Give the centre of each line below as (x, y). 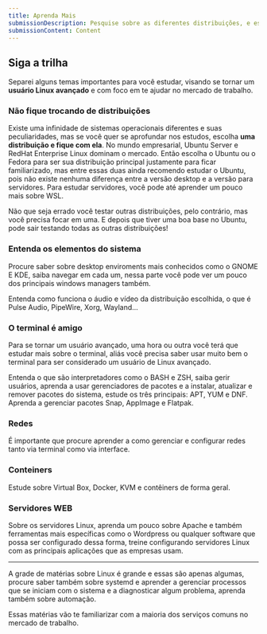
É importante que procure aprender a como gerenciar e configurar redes (127, 441)
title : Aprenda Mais (43, 16)
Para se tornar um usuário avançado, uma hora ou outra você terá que (123, 345)
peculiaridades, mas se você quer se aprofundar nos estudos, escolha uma (132, 137)
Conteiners (31, 470)
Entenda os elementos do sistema (75, 249)
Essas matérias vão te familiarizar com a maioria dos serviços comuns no (128, 614)
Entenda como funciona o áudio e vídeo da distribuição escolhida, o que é (130, 299)
